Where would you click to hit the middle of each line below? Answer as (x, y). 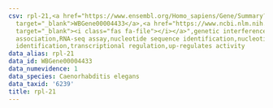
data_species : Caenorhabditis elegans (74, 76)
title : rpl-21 (32, 91)
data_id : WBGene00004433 (50, 62)
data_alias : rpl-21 (41, 54)
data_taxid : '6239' (41, 84)
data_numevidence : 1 (43, 69)
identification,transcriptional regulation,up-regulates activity (130, 46)
